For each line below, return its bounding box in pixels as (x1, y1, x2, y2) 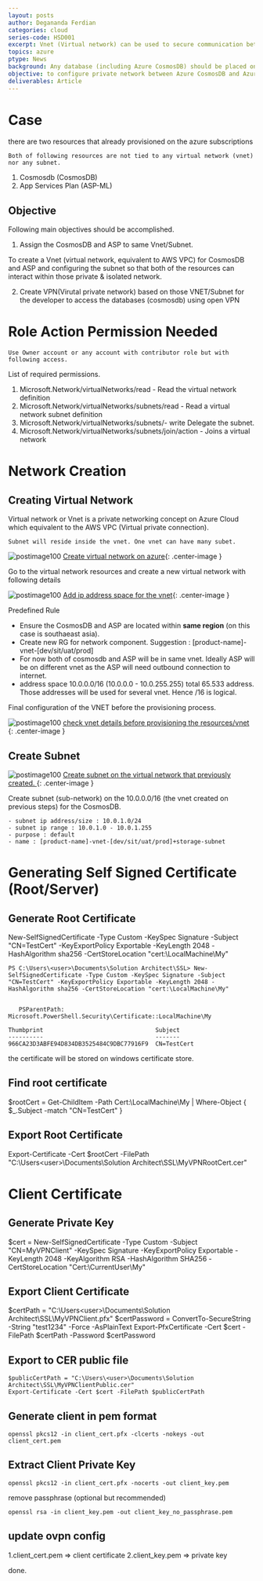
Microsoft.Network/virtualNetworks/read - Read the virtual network (19, 385, 237, 394)
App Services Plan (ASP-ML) (19, 181, 113, 191)
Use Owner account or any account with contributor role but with (8, 349, 229, 357)
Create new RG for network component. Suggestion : (19, 638, 191, 647)
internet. (19, 671, 47, 680)
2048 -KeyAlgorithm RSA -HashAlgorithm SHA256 (44, 1253, 207, 1263)
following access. (8, 356, 68, 364)
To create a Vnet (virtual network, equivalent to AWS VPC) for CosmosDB (8, 255, 245, 265)
